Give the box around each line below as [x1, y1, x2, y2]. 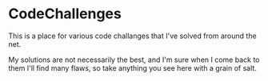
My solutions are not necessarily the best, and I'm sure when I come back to [8, 55, 260, 64]
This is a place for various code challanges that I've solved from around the [8, 31, 258, 40]
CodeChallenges [8, 5, 122, 23]
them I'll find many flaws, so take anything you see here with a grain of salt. [8, 63, 258, 72]
